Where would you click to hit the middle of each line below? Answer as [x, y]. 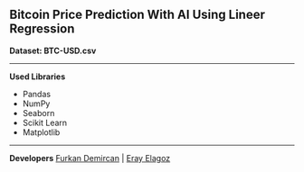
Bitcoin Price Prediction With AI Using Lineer [137, 15]
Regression [42, 29]
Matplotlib [41, 132]
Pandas [37, 94]
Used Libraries [38, 77]
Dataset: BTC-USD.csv [53, 50]
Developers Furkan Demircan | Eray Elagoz [90, 158]
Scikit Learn [45, 122]
